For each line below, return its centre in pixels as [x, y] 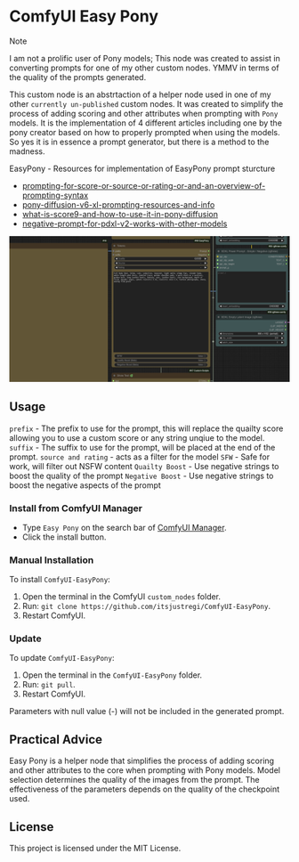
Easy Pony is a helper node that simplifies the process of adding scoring [141, 761]
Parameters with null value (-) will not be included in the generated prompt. [147, 712]
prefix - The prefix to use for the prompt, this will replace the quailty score [146, 428]
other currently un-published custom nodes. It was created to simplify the [146, 103]
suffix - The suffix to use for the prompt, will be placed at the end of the [142, 447]
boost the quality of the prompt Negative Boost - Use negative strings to [141, 476]
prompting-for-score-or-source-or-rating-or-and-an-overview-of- [144, 185]
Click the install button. [64, 537]
